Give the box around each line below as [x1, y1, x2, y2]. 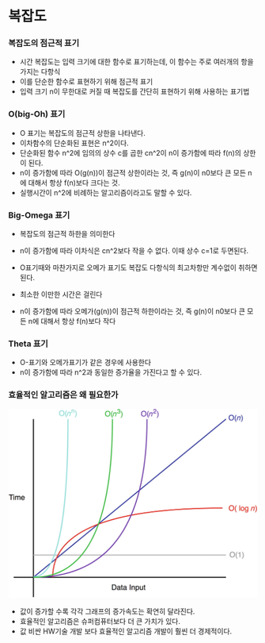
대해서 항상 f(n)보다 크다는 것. [28, 178, 120, 187]
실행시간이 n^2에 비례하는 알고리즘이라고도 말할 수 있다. [19, 187, 192, 197]
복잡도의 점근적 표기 [8, 37, 80, 48]
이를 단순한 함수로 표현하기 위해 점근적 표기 [19, 77, 153, 87]
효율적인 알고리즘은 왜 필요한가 [8, 390, 119, 401]
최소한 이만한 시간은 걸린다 [19, 290, 103, 299]
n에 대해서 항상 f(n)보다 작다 [28, 317, 116, 326]
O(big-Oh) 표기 [8, 109, 66, 120]
